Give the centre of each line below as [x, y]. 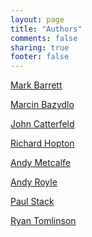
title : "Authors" [46, 29]
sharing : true [40, 47]
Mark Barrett [36, 85]
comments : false [44, 38]
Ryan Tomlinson [43, 221]
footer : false [40, 57]
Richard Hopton [42, 143]
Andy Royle [34, 182]
